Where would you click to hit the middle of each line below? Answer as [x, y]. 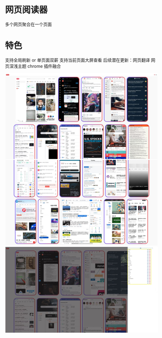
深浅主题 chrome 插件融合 [35, 66]
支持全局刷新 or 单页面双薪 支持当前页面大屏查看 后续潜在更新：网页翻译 [78, 60]
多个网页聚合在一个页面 [28, 24]
